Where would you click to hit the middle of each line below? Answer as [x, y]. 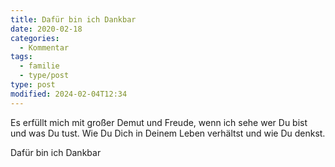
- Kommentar [44, 47]
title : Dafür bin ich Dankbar [73, 19]
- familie [39, 66]
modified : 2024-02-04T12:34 [69, 94]
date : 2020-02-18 [46, 29]
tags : [21, 57]
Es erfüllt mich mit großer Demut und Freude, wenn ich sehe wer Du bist [159, 122]
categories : [35, 38]
